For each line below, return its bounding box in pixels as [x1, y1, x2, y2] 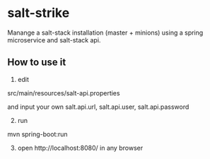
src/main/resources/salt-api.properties [7, 88, 120, 97]
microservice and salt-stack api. [7, 35, 101, 44]
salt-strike [7, 5, 70, 21]
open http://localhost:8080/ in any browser [17, 143, 144, 152]
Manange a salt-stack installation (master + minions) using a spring [7, 28, 204, 37]
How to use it [7, 57, 66, 69]
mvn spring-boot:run [7, 129, 68, 139]
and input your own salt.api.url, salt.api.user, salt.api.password [7, 102, 189, 111]
